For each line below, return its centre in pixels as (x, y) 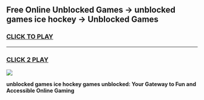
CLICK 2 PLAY (27, 59)
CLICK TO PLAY (30, 37)
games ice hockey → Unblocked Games (83, 20)
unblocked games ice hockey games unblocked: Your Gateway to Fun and (101, 84)
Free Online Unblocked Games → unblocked (91, 10)
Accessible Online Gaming (40, 90)
